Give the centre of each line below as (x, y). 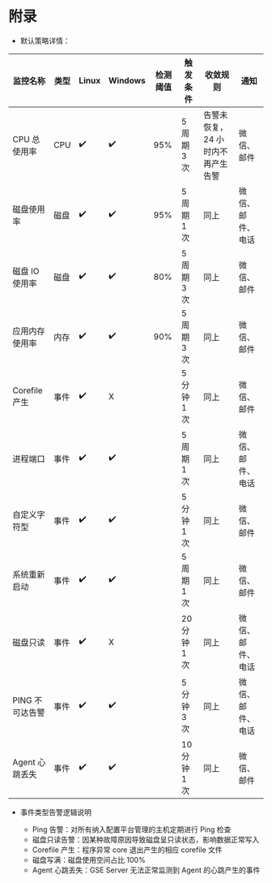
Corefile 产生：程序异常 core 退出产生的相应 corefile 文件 (127, 850)
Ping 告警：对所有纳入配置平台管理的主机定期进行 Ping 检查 (132, 829)
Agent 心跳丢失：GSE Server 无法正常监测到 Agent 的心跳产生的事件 (146, 870)
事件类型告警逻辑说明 (55, 812)
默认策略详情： (45, 41)
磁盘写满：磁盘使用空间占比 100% (89, 859)
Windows (127, 80)
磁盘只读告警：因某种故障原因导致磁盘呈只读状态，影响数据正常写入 (146, 839)
